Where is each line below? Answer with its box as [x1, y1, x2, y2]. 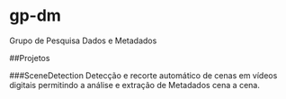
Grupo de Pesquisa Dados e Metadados [9, 35, 157, 46]
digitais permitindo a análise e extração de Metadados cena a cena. [9, 79, 261, 90]
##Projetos [9, 52, 50, 63]
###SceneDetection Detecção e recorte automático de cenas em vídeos [9, 69, 278, 81]
